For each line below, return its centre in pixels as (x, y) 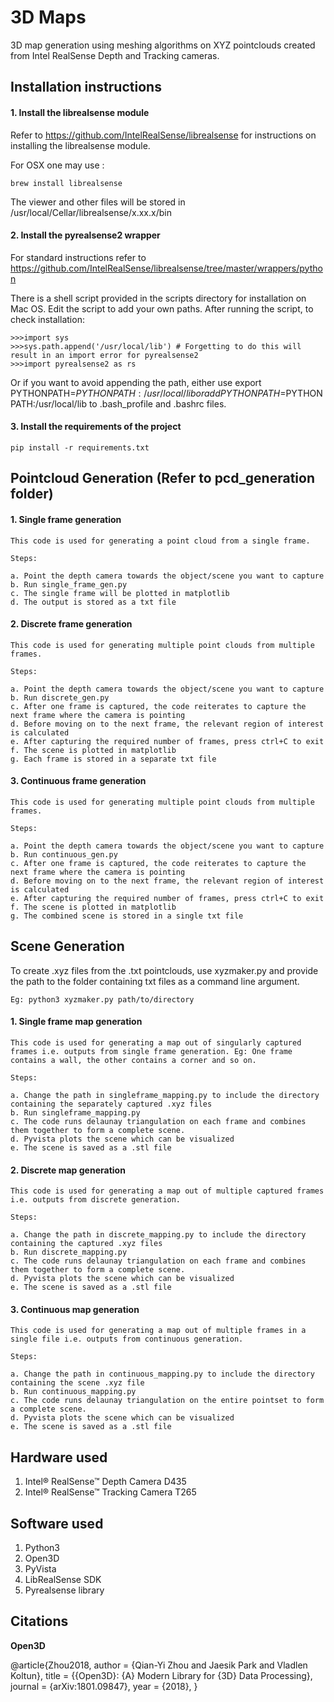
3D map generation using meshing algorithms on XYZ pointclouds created (163, 45)
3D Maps (48, 17)
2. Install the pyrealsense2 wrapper (85, 235)
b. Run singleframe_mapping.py (75, 1112)
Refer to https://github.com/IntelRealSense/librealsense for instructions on (163, 135)
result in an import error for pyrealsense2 (104, 355)
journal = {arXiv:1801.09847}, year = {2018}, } (104, 1686)
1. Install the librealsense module (80, 112)
